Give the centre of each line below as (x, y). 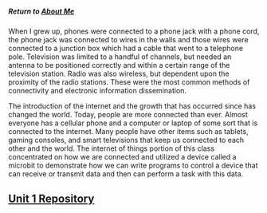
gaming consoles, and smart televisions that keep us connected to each (126, 140)
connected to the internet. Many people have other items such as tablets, (128, 131)
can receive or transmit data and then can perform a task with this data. (126, 174)
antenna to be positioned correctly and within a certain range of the (119, 65)
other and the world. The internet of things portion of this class (112, 148)
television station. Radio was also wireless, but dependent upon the (119, 73)
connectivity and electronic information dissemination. (98, 90)
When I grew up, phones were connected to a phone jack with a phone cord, (134, 31)
